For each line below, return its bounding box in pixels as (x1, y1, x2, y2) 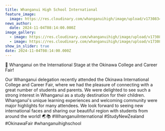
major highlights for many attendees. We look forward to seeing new (5, 103, 143, 108)
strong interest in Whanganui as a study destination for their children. (5, 92, 145, 98)
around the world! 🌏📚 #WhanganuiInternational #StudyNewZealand (5, 113, 144, 119)
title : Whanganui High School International (5, 7, 98, 12)
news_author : (5, 21, 32, 26)
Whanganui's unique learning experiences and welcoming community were (5, 97, 158, 103)
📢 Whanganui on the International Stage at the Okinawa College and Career (5, 62, 158, 68)
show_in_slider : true (5, 44, 50, 49)
